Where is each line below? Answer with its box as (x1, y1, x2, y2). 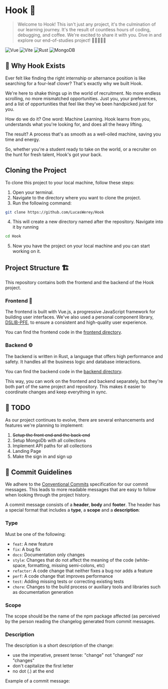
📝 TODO (5, 403, 31, 412)
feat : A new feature (12, 541, 54, 547)
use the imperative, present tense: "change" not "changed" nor (12, 652, 143, 658)
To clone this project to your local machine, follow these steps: (5, 179, 134, 185)
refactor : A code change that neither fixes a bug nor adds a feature (12, 568, 153, 574)
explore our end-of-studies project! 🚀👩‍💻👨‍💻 (17, 37, 106, 43)
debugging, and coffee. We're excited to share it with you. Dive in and (17, 32, 162, 38)
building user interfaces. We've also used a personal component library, (5, 314, 154, 320)
